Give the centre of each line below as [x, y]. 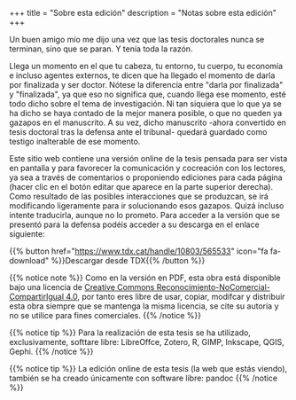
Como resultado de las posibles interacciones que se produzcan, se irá [139, 196]
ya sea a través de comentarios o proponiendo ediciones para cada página [146, 177]
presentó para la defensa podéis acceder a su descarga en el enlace [134, 224]
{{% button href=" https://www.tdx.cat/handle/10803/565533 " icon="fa [139, 251]
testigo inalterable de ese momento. [75, 141]
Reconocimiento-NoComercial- [213, 287]
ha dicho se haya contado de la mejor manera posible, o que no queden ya [146, 113]
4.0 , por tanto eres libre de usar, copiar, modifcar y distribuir [175, 297]
